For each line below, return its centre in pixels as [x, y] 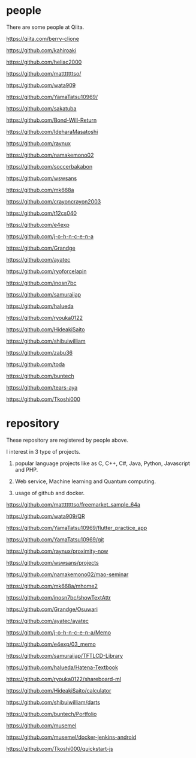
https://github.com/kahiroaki [41, 50]
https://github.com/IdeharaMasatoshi [52, 131]
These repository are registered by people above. [67, 440]
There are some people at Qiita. [45, 27]
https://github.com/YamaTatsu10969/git [55, 539]
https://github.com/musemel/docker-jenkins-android [71, 737]
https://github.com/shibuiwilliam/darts [53, 702]
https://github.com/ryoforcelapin [46, 271]
